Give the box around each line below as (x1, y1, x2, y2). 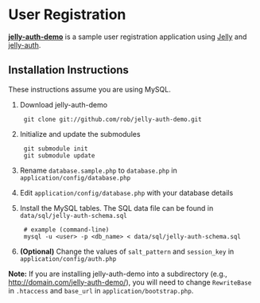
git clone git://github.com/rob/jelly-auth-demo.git (23, 115, 202, 123)
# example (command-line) (23, 225, 110, 234)
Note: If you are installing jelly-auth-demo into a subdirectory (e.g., (8, 269, 228, 278)
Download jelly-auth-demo (19, 99, 108, 109)
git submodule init (23, 145, 88, 153)
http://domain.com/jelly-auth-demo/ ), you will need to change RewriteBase (8, 277, 252, 287)
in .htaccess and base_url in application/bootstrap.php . (8, 286, 194, 295)
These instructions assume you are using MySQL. (8, 84, 171, 94)
